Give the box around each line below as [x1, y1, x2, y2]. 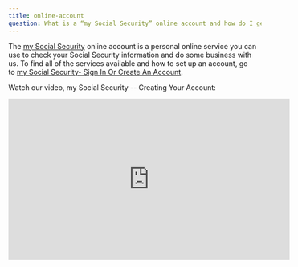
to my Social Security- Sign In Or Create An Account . [8, 67, 183, 76]
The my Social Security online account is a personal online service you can [8, 41, 257, 51]
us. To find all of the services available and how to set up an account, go [8, 58, 248, 68]
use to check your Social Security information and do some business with [8, 50, 252, 60]
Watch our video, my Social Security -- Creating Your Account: [8, 82, 217, 92]
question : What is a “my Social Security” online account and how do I [8, 19, 253, 27]
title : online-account [8, 11, 84, 20]
